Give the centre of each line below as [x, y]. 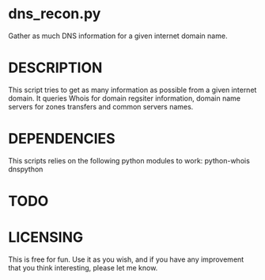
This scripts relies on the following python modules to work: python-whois [129, 160]
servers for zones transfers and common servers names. [101, 106]
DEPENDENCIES [62, 139]
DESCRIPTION [55, 68]
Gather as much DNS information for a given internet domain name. [118, 36]
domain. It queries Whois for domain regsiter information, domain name [125, 98]
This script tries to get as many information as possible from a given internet [132, 90]
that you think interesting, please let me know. [83, 267]
